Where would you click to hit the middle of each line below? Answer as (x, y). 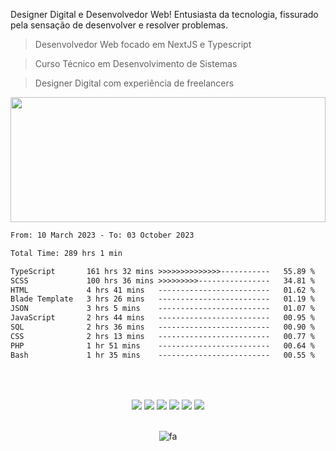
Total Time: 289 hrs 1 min (66, 253)
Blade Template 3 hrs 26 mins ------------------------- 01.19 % (162, 299)
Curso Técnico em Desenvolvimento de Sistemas (136, 63)
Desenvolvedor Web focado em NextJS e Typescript (143, 44)
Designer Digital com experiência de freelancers (134, 83)
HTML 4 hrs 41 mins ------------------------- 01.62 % (162, 290)
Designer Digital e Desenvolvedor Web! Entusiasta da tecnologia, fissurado (164, 14)
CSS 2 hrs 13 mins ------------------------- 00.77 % (162, 336)
